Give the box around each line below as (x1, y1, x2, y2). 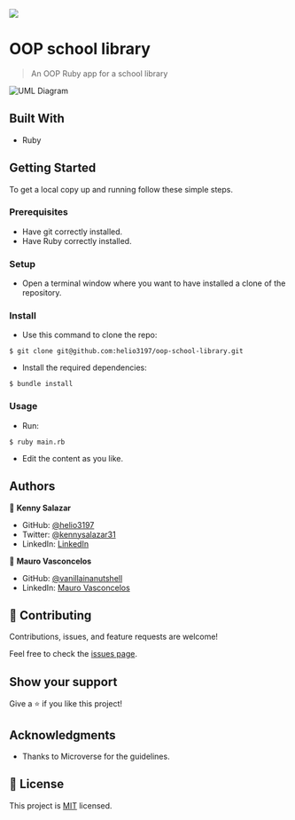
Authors (9, 479, 56, 494)
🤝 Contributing (9, 608, 92, 623)
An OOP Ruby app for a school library (30, 67, 168, 79)
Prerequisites (9, 206, 68, 218)
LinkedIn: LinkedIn (21, 538, 89, 549)
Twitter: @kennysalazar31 (21, 529, 117, 540)
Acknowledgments (9, 728, 117, 743)
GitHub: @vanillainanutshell (21, 572, 123, 583)
